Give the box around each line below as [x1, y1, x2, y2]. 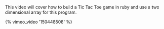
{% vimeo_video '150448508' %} [5, 19, 73, 25]
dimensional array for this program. [5, 9, 77, 15]
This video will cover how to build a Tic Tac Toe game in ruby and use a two [5, 4, 160, 10]
